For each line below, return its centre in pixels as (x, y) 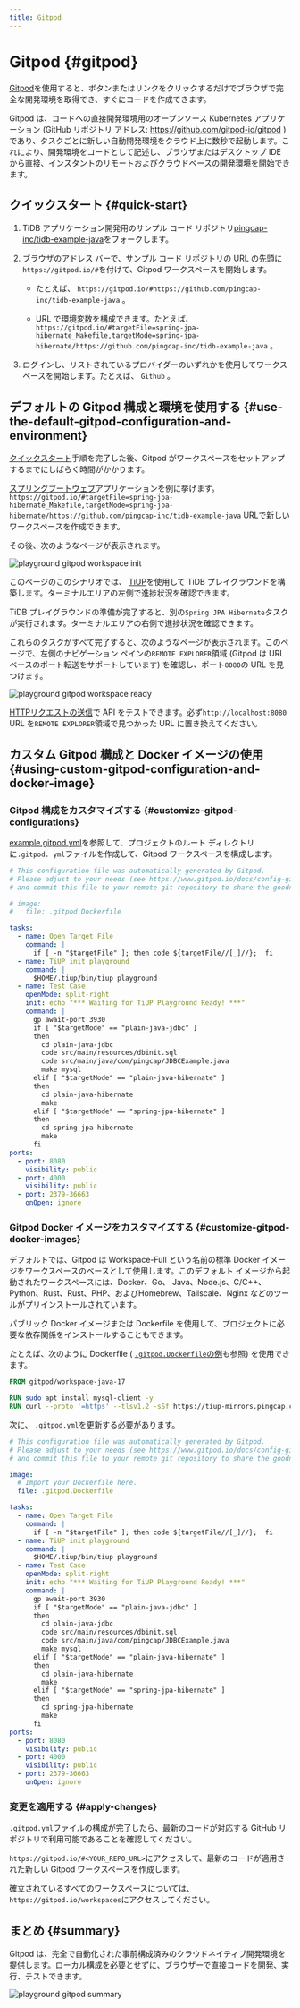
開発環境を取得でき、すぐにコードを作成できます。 (118, 99)
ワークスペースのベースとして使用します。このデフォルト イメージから (154, 1271)
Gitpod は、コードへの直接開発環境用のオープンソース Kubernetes (131, 118)
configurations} (44, 822)
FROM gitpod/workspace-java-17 (67, 1382)
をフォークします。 (138, 239)
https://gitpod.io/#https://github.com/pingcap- (169, 289)
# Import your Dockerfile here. (78, 1483)
